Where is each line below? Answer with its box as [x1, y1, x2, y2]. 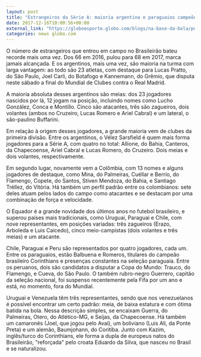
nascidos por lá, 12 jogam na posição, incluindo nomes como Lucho [6, 97, 173, 104]
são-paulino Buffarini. [6, 116, 60, 123]
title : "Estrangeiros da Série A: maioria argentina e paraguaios [6, 14, 175, 20]
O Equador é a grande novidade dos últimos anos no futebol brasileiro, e [6, 208, 185, 215]
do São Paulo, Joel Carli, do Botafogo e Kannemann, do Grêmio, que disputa [6, 73, 195, 80]
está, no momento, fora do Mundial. [6, 283, 95, 290]
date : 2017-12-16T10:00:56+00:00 [6, 20, 90, 26]
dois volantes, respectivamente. [6, 153, 85, 160]
